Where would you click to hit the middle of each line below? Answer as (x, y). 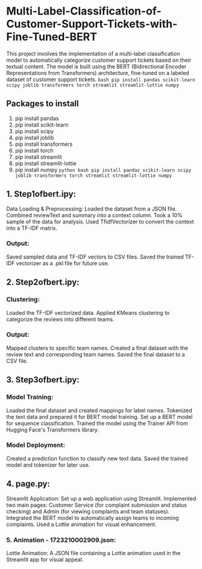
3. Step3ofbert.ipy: (43, 380)
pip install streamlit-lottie (46, 163)
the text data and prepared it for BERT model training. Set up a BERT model (99, 416)
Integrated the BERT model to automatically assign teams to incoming (93, 518)
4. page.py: (28, 484)
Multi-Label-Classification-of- (84, 11)
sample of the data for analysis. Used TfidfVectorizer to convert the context (100, 222)
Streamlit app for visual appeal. (45, 559)
